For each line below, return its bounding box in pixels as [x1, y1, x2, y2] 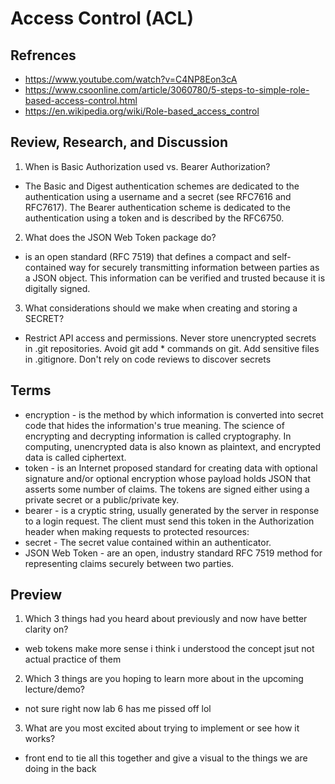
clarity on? [24, 623, 69, 636]
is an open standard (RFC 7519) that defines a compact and [24, 250, 270, 262]
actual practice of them [24, 653, 122, 666]
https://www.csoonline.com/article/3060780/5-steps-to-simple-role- [24, 84, 310, 96]
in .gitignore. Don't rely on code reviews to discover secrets [24, 353, 272, 365]
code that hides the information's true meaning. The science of [24, 419, 285, 431]
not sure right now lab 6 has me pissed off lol [24, 703, 212, 715]
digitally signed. [24, 282, 91, 294]
